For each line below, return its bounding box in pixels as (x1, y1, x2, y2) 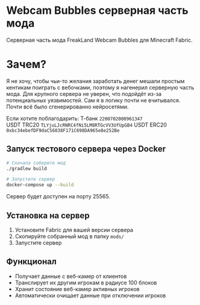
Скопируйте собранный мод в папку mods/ (14, 233, 125, 240)
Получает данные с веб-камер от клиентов (14, 272, 127, 280)
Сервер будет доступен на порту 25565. (6, 193, 110, 200)
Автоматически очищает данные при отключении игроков (14, 292, 166, 299)
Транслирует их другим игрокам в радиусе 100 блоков (14, 278, 157, 286)
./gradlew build (6, 165, 47, 172)
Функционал (6, 257, 57, 267)
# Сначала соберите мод (6, 160, 66, 166)
